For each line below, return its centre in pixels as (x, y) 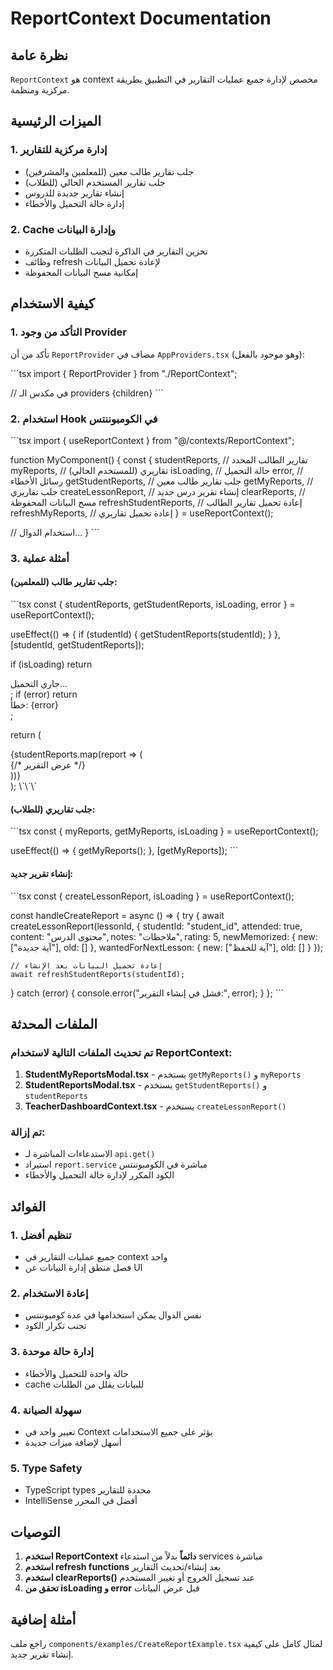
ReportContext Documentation (141, 18)
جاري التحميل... (39, 684)
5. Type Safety (46, 1468)
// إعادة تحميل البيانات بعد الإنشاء (86, 965)
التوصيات (35, 1532)
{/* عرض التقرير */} (48, 765)
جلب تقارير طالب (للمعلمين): (64, 582)
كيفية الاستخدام (52, 303)
